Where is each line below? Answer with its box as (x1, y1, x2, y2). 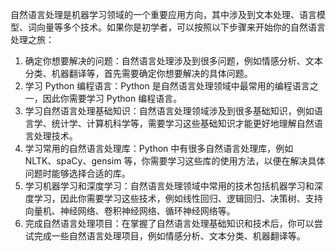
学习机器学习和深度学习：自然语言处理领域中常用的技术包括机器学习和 (24, 180, 315, 192)
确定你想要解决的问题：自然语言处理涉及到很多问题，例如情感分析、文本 (24, 55, 323, 67)
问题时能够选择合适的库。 (24, 168, 131, 179)
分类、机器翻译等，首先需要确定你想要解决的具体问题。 (24, 68, 253, 79)
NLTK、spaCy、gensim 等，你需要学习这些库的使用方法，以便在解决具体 (24, 155, 326, 167)
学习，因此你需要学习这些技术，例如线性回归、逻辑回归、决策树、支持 (33, 193, 323, 204)
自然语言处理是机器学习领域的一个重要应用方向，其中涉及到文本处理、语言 (10, 9, 317, 20)
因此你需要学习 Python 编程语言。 (42, 93, 183, 104)
